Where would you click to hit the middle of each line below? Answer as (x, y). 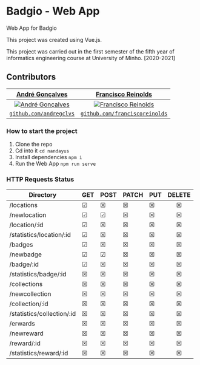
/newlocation (28, 215)
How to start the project (42, 131)
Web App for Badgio (32, 28)
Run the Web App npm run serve (55, 164)
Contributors (31, 77)
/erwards (22, 324)
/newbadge (26, 254)
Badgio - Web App (53, 11)
